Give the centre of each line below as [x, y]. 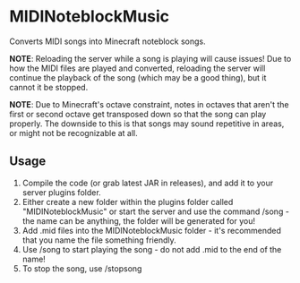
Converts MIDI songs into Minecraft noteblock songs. [107, 41]
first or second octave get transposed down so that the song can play [138, 114]
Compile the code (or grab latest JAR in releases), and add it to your [148, 183]
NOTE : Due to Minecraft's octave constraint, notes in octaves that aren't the [149, 104]
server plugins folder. [61, 192]
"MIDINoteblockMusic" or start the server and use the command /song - [155, 211]
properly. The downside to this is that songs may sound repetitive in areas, [147, 124]
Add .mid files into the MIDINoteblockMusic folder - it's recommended [152, 230]
